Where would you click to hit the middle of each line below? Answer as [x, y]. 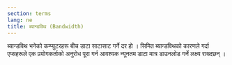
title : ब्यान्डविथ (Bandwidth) [46, 26]
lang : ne [20, 20]
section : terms [29, 13]
